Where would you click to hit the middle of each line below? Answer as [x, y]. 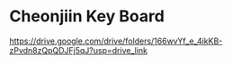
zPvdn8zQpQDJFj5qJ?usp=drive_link [79, 50]
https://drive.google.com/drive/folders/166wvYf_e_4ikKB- [116, 41]
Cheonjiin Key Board [87, 16]
